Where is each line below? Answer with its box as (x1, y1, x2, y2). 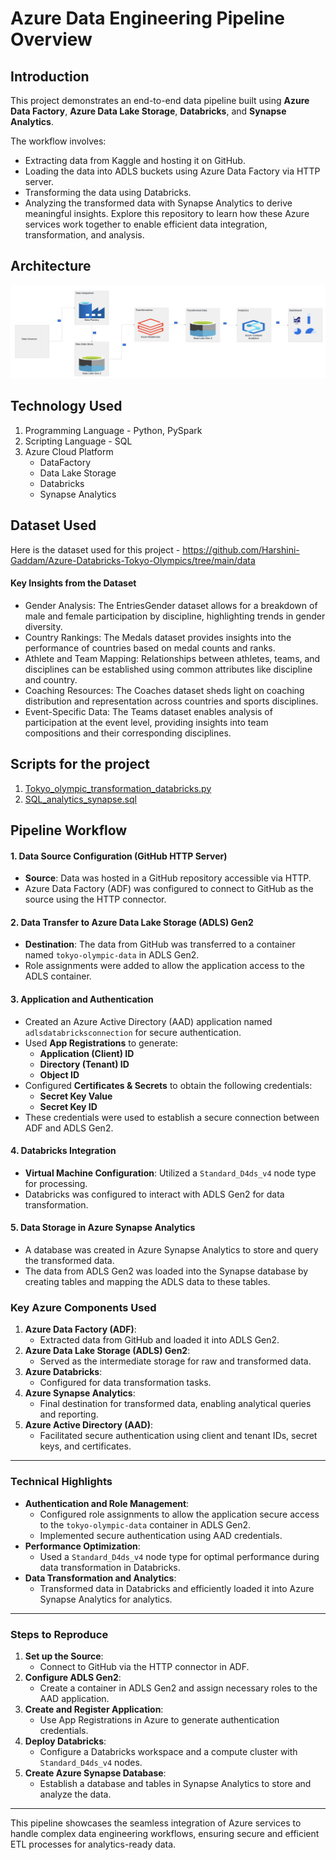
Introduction (10, 68, 90, 85)
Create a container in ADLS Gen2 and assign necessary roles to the (39, 1682, 318, 1694)
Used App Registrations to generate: (24, 1037, 179, 1049)
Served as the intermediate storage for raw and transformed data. (39, 1355, 312, 1367)
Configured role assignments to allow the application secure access (39, 1508, 320, 1520)
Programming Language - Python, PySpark (24, 424, 203, 436)
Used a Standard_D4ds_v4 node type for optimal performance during (39, 1550, 320, 1562)
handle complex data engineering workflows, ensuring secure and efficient (10, 1827, 320, 1839)
